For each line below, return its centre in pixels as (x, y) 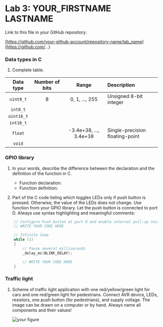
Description (121, 85)
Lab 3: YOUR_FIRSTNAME (58, 9)
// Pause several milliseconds (54, 248)
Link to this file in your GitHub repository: (46, 32)
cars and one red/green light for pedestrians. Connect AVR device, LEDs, (85, 294)
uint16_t (18, 116)
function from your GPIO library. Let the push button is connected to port (85, 207)
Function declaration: (41, 183)
